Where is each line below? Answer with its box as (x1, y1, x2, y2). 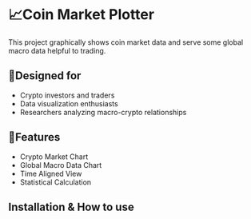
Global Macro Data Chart (19, 160, 102, 169)
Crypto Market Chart (19, 152, 89, 161)
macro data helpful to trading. (8, 46, 106, 55)
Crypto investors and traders (19, 90, 115, 100)
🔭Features (8, 130, 61, 144)
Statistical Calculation (19, 177, 92, 187)
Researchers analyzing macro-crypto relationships (19, 107, 187, 117)
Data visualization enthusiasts (19, 98, 118, 108)
